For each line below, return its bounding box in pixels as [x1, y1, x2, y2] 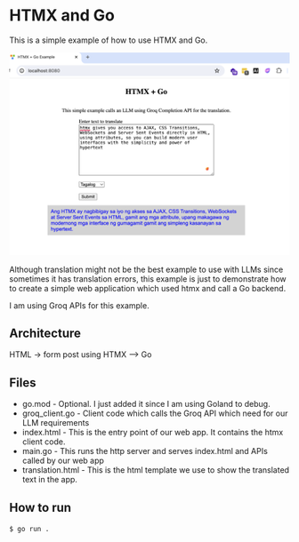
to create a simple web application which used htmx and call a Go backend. [9, 283, 287, 293]
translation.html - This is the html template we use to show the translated [21, 465, 290, 475]
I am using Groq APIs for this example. [9, 299, 149, 311]
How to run [9, 499, 72, 515]
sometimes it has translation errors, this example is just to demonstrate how [9, 273, 287, 284]
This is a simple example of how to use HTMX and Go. [9, 35, 208, 45]
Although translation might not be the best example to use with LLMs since [9, 264, 284, 275]
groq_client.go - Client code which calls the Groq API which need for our [21, 408, 288, 418]
